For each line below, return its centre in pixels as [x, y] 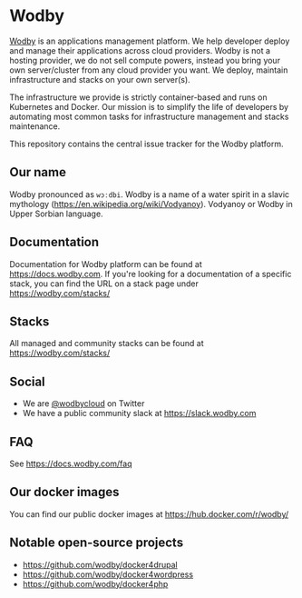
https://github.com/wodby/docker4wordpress [107, 574]
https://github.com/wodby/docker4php [95, 583]
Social [27, 381]
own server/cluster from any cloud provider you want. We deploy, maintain [149, 70]
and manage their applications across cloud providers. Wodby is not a [140, 50]
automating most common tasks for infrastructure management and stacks [149, 116]
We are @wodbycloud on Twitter [83, 404]
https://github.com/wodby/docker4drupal [100, 564]
